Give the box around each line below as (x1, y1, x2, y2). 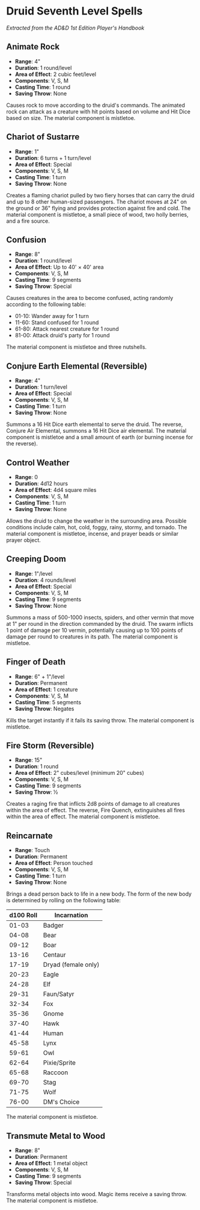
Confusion (6, 234, 47, 245)
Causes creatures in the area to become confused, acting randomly (6, 295, 174, 302)
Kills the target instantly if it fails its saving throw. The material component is (6, 716, 195, 724)
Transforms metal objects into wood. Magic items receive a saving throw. (6, 1191, 187, 1198)
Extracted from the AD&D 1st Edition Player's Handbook (6, 24, 145, 31)
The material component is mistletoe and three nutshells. (6, 343, 147, 351)
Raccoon (43, 1068, 68, 1077)
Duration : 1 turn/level (14, 383, 68, 390)
